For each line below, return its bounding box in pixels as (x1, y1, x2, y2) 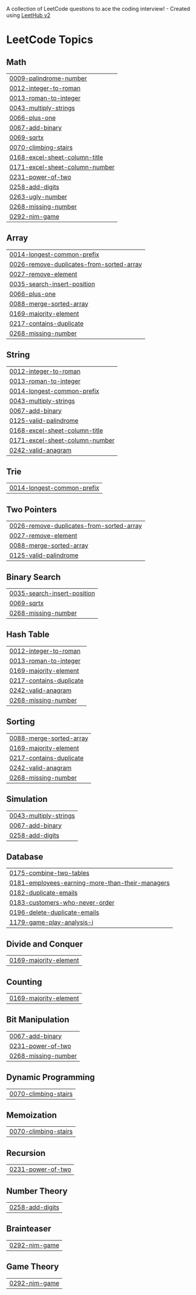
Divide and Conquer (6, 939, 83, 949)
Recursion (6, 1147, 46, 1158)
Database (6, 851, 44, 862)
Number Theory (6, 1186, 68, 1196)
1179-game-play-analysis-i (9, 918, 94, 926)
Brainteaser (6, 1223, 51, 1234)
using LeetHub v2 (6, 12, 51, 19)
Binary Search (6, 572, 61, 582)
